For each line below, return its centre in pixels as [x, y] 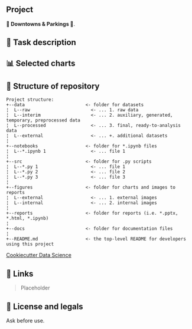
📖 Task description [41, 43]
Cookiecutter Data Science [39, 255]
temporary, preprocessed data [43, 120]
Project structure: [30, 100]
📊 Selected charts [41, 63]
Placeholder [35, 288]
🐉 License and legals [45, 306]
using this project [30, 244]
